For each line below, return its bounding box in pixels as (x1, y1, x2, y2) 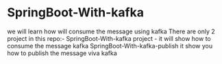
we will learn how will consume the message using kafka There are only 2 (7, 27, 216, 35)
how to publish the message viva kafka (7, 49, 118, 57)
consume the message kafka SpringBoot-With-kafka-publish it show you (7, 42, 213, 50)
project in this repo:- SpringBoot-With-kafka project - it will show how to (7, 34, 211, 42)
